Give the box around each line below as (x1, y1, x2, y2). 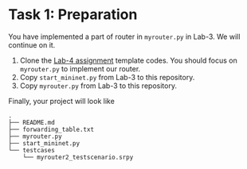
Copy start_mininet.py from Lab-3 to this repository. (19, 72, 195, 82)
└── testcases (8, 146, 56, 154)
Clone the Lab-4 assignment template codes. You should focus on (19, 56, 237, 65)
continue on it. (8, 40, 56, 49)
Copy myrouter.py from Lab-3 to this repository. (19, 81, 178, 90)
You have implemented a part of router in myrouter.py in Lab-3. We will (8, 32, 241, 41)
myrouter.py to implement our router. (19, 63, 141, 73)
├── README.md (8, 118, 56, 126)
